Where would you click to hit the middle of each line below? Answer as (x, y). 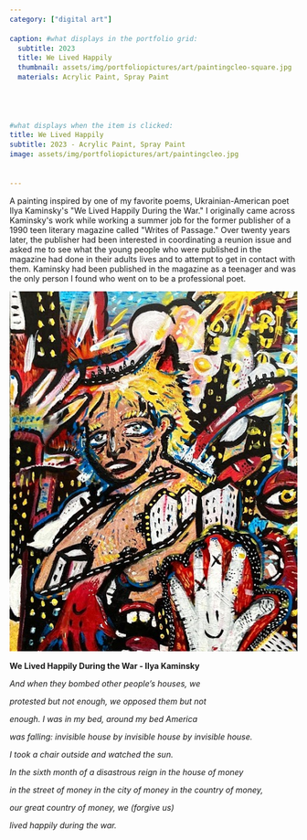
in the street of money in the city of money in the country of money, (136, 790)
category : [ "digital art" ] (61, 19)
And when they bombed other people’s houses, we (105, 684)
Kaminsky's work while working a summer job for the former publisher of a (150, 220)
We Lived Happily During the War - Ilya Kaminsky (105, 666)
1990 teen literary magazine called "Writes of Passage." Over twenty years (150, 229)
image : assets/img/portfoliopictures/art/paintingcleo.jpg (124, 154)
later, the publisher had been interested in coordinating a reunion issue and (151, 239)
